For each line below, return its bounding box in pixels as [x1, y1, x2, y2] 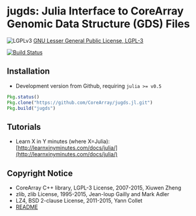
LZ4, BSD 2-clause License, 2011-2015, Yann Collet [15, 197, 143, 204]
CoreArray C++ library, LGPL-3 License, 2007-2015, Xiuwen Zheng [15, 184, 182, 191]
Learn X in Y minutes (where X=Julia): [15, 138, 110, 145]
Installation [7, 66, 50, 77]
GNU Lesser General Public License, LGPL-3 [33, 37, 144, 44]
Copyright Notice [7, 168, 73, 179]
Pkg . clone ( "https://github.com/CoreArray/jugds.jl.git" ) [7, 100, 153, 106]
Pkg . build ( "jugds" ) [7, 105, 56, 111]
